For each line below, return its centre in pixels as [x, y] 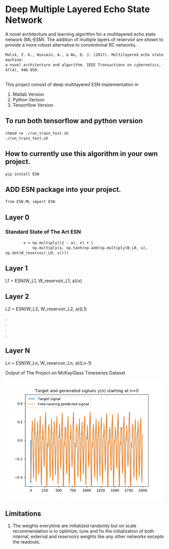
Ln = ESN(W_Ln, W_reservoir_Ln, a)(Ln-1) [48, 363]
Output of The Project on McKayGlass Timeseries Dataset [65, 373]
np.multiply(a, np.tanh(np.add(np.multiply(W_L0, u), [90, 248]
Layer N [18, 351]
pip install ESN [22, 174]
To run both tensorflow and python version [74, 121]
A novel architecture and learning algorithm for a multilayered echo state [80, 34]
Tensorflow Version [33, 105]
